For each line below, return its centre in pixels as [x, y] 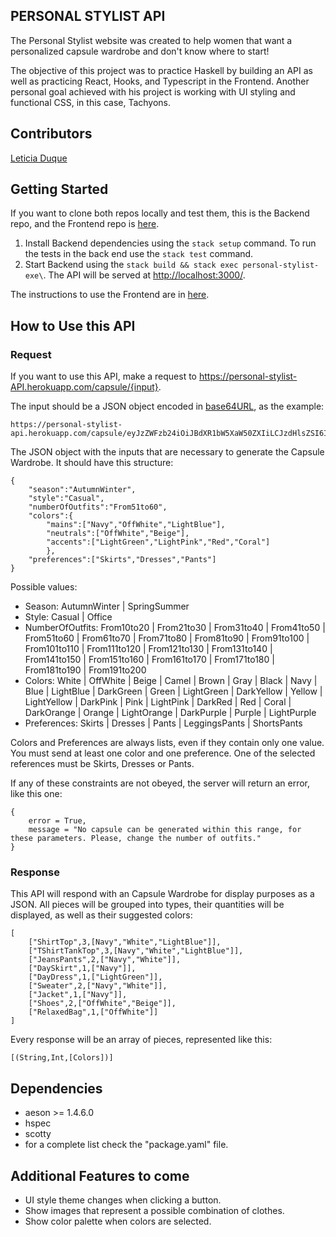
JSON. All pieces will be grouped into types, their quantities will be [147, 905]
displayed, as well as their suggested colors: [101, 915]
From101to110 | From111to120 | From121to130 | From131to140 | [148, 649]
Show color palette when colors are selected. [118, 1221]
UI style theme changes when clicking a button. [123, 1200]
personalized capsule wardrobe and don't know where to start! [140, 51]
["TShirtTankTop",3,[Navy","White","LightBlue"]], [136, 951]
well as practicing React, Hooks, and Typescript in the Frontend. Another [160, 81]
